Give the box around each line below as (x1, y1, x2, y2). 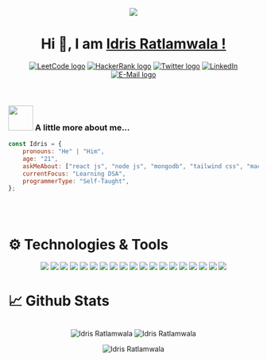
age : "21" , (22, 155, 59, 163)
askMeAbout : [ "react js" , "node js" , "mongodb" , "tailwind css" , (22, 162, 244, 171)
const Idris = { (8, 140, 62, 148)
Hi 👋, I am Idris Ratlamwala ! (41, 35, 226, 53)
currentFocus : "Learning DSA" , (22, 170, 126, 178)
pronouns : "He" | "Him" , (22, 147, 105, 155)
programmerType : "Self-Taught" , (22, 177, 130, 185)
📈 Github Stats (8, 292, 110, 310)
